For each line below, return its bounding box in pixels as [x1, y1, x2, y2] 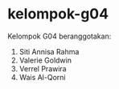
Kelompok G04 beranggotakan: [7, 31, 112, 41]
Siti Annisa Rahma [18, 47, 80, 56]
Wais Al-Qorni [18, 72, 66, 82]
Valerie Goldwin [18, 55, 72, 65]
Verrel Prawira [18, 63, 67, 73]
